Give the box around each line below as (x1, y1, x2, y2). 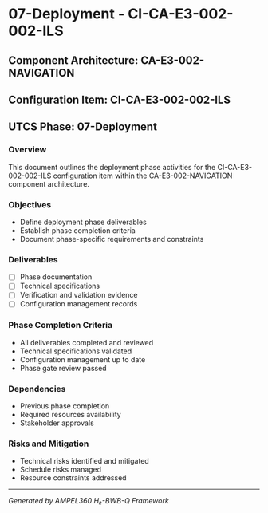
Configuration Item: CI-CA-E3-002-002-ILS (8, 93, 231, 106)
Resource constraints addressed (19, 473, 127, 483)
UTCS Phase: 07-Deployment (8, 120, 158, 134)
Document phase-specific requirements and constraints (19, 234, 204, 243)
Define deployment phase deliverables (19, 217, 148, 227)
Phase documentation (19, 272, 93, 282)
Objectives (8, 199, 52, 210)
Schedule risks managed (19, 464, 102, 475)
